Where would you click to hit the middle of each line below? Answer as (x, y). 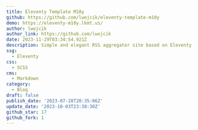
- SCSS (20, 67)
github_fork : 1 (25, 117)
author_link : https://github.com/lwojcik (59, 34)
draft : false (22, 95)
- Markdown (25, 78)
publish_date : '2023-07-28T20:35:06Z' (55, 101)
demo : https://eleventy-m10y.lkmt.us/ (55, 23)
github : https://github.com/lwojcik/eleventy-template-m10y (83, 17)
